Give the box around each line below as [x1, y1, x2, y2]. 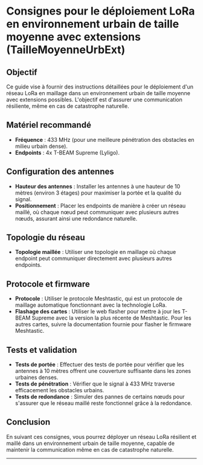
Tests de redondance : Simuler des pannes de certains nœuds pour [14, 393, 185, 401]
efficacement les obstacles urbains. [14, 387, 105, 394]
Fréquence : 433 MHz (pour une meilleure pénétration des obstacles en [14, 136, 195, 143]
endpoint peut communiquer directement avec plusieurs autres [14, 255, 172, 262]
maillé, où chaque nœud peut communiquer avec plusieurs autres [14, 208, 179, 216]
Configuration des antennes [6, 167, 114, 177]
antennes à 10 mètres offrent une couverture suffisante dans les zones [14, 367, 192, 375]
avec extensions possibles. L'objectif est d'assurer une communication [6, 96, 182, 103]
